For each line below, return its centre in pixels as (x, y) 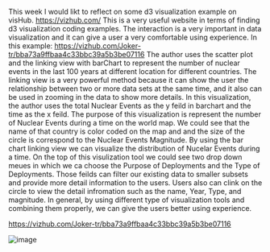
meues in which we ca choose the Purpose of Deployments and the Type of (134, 165)
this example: (31, 46)
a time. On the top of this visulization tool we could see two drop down (125, 157)
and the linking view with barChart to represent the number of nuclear (124, 63)
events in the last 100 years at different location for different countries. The (133, 71)
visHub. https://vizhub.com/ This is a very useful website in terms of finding (134, 20)
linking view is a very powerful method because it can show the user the (129, 80)
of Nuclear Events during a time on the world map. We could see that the (129, 123)
